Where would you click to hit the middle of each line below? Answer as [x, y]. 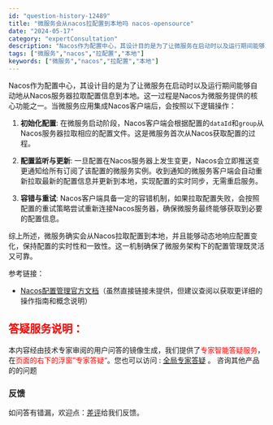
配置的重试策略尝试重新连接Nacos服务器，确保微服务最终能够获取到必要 [141, 208]
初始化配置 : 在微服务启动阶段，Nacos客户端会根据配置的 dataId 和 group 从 [142, 123]
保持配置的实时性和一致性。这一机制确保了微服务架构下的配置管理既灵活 [143, 245]
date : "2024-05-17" [41, 31]
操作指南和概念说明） [56, 301]
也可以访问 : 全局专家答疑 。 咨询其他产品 [191, 360]
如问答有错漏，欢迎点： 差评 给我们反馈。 [76, 412]
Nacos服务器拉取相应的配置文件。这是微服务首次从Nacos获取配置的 [134, 133]
